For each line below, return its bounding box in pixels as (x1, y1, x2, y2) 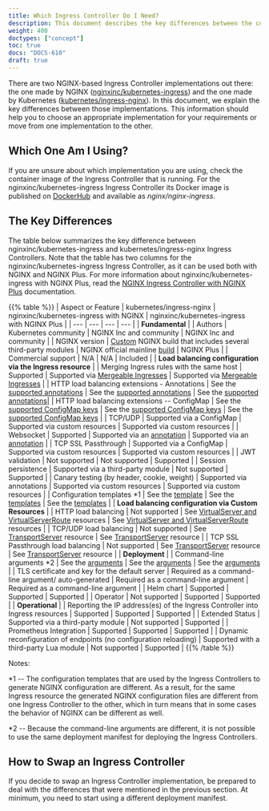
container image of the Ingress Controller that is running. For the (8, 174, 221, 184)
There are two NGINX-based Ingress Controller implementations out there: (8, 78, 254, 88)
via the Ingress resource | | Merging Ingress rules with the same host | (8, 361, 243, 371)
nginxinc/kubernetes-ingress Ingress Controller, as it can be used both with (8, 261, 258, 271)
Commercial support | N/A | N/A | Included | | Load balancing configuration (8, 353, 259, 363)
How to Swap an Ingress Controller (8, 755, 186, 769)
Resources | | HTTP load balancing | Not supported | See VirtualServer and (8, 506, 258, 516)
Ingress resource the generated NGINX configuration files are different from (8, 691, 259, 700)
